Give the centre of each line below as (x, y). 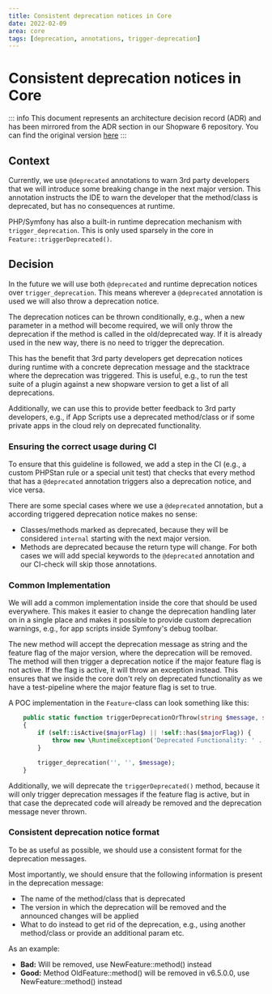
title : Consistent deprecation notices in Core (90, 16)
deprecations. (32, 393)
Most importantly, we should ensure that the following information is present (136, 874)
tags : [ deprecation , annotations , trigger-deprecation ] (104, 38)
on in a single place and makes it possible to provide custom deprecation (130, 620)
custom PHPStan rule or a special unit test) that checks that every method (132, 473)
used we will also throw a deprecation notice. (84, 301)
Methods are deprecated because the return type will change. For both (138, 547)
